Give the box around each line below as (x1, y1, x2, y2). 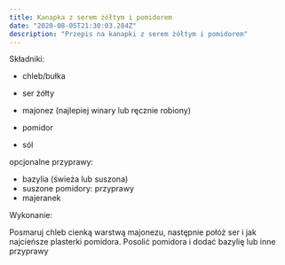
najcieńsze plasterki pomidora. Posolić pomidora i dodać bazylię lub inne (9, 237, 276, 247)
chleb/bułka (21, 71, 67, 82)
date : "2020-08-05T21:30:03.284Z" (9, 21, 138, 30)
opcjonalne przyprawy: (9, 157, 94, 168)
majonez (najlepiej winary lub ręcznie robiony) (21, 105, 192, 116)
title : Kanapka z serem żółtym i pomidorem (9, 12, 173, 22)
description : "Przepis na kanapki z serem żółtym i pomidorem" (9, 29, 249, 38)
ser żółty (21, 88, 55, 98)
